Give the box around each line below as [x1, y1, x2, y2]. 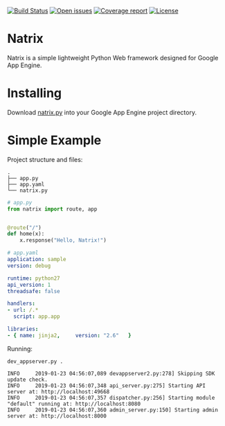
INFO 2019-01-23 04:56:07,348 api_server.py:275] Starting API [7, 382, 206, 389]
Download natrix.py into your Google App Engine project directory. [7, 108, 197, 116]
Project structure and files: [7, 155, 83, 163]
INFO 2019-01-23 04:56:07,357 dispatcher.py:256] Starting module [7, 394, 215, 401]
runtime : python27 [7, 274, 60, 282]
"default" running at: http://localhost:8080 [7, 400, 141, 407]
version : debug [7, 262, 51, 269]
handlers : [7, 300, 36, 308]
